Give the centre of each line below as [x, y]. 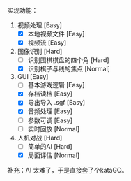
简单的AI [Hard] [50, 146]
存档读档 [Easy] [50, 94]
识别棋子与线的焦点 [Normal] [69, 69]
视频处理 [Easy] [40, 25]
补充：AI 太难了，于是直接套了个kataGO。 [68, 170]
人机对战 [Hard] [40, 138]
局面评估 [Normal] [54, 155]
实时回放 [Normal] [54, 129]
